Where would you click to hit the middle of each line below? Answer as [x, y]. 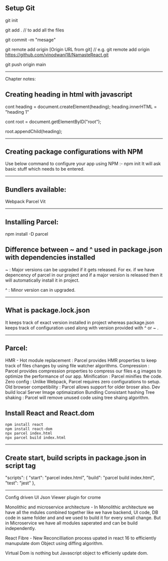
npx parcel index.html [29, 433]
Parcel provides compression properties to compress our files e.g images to [83, 371]
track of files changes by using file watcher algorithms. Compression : [77, 365]
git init [12, 20]
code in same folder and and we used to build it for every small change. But [83, 518]
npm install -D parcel [27, 234]
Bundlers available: [36, 189]
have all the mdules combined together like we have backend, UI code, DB [82, 512]
